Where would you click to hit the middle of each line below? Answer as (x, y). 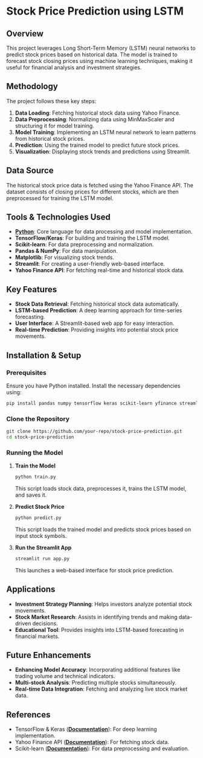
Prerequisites (26, 372)
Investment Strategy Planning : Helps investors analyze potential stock (103, 604)
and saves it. (31, 495)
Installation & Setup (44, 355)
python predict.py (38, 518)
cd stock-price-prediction (40, 437)
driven (23, 623)
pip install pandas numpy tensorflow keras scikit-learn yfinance (92, 403)
